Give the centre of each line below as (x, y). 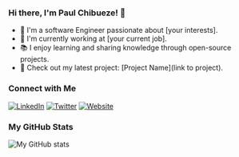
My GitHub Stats (41, 127)
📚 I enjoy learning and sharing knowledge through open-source (125, 48)
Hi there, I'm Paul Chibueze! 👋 (67, 13)
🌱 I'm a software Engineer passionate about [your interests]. (119, 30)
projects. (34, 59)
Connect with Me (42, 89)
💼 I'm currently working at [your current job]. (94, 38)
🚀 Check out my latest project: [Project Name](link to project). (121, 68)
